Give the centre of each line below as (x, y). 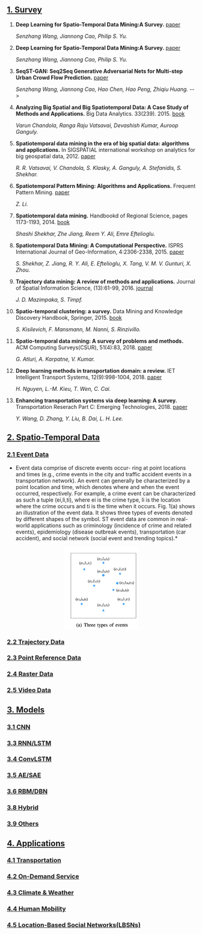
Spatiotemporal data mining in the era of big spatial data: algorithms (103, 143)
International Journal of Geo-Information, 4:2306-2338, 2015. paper (100, 252)
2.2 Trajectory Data (36, 642)
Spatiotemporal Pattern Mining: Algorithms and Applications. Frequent (106, 185)
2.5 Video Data (29, 690)
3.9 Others (23, 824)
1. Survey (25, 10)
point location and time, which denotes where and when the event (97, 487)
